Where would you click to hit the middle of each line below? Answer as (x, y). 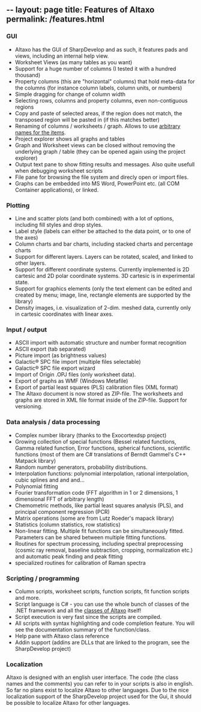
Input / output (27, 330)
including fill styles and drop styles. (59, 225)
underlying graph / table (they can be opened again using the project (100, 151)
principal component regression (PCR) (62, 511)
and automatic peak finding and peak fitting (69, 556)
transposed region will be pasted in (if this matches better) (87, 119)
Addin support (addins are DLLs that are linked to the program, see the (102, 642)
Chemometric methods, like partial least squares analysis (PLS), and (99, 505)
